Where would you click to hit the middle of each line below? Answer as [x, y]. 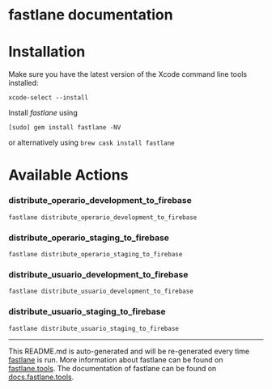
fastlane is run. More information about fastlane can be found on [116, 359]
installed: [23, 83]
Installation [47, 52]
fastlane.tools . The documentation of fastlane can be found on [113, 368]
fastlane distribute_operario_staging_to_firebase [96, 254]
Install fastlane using [43, 113]
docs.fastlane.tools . [41, 377]
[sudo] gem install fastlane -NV [65, 128]
